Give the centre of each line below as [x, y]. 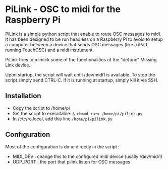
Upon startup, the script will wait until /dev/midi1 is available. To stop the [80, 74]
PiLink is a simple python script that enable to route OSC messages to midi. [83, 34]
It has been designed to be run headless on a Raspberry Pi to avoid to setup [84, 39]
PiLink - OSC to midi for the [63, 9]
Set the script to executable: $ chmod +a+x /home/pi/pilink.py [77, 113]
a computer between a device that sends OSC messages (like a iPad [76, 44]
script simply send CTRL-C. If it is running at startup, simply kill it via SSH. [82, 80]
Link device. [18, 65]
